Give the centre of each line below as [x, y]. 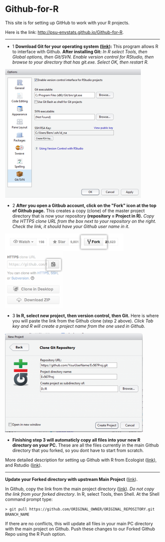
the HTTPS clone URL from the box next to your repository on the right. [84, 221]
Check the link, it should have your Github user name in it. [71, 226]
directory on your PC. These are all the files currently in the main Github [85, 445]
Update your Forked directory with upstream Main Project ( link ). [71, 479]
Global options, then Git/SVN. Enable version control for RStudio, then [83, 57]
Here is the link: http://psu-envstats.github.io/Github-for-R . [65, 32]
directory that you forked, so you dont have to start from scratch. [78, 450]
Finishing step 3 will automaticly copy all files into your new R [76, 440]
